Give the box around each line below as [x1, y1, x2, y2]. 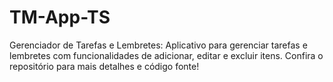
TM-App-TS [9, 6, 111, 29]
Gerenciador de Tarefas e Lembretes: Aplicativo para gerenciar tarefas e [9, 39, 308, 51]
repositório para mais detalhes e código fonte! [9, 60, 200, 72]
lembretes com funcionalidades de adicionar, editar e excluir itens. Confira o [9, 49, 324, 61]
